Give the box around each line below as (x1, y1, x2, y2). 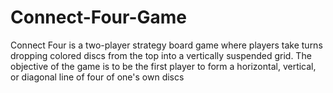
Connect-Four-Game (10, 6, 187, 29)
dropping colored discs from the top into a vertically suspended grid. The (10, 49, 312, 61)
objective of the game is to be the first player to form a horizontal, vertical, (10, 60, 317, 72)
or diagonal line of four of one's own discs (10, 71, 185, 83)
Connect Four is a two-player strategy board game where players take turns (10, 39, 323, 51)
